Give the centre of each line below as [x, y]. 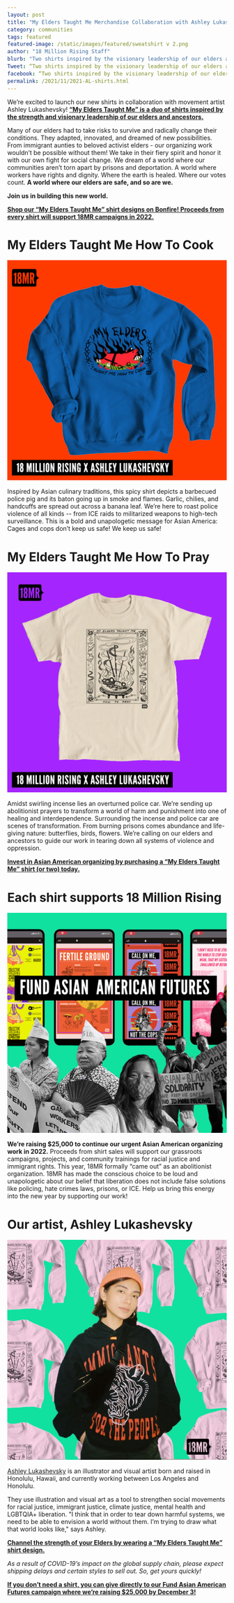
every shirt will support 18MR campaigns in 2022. [81, 217]
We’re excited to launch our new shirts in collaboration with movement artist [116, 102]
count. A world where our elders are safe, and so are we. [90, 182]
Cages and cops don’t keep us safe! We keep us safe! [84, 529]
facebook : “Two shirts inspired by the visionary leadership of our [109, 73]
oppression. [24, 848]
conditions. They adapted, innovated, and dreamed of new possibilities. [110, 138]
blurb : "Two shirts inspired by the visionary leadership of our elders [115, 59]
